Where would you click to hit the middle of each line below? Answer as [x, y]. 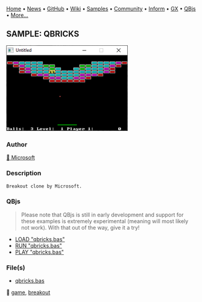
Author [17, 144]
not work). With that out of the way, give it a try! [80, 227]
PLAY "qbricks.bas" [39, 252]
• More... [17, 15]
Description [24, 173]
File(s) [16, 268]
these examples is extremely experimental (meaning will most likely [105, 221]
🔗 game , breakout [28, 292]
